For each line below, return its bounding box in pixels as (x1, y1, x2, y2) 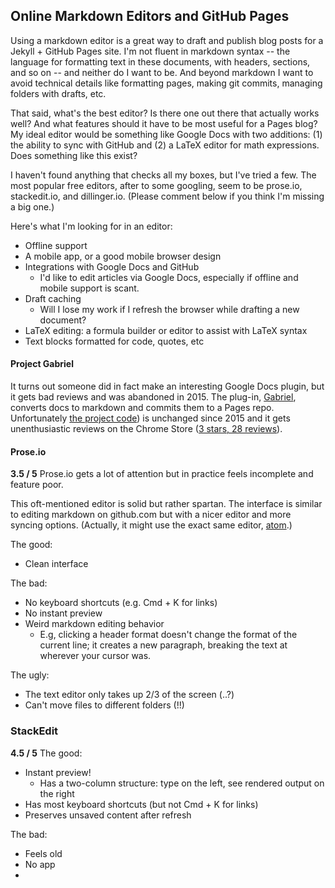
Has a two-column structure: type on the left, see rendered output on (39, 777, 325, 789)
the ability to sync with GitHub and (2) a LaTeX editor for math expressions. (10, 139, 320, 151)
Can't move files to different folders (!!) (24, 699, 185, 711)
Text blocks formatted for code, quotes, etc (24, 335, 205, 347)
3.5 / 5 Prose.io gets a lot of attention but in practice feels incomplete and (10, 468, 314, 480)
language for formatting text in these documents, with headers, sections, (10, 55, 311, 68)
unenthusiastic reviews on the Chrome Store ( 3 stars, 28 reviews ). (10, 423, 283, 435)
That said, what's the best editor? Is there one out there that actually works (10, 107, 320, 119)
